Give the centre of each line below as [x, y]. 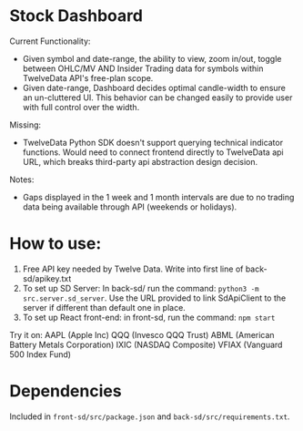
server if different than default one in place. [104, 307]
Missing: [25, 125]
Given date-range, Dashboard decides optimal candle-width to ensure [154, 87]
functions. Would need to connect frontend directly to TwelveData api [153, 152]
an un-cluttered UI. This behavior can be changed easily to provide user [157, 97]
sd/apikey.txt [47, 278]
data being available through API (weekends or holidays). [130, 207]
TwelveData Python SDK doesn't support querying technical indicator [153, 142]
